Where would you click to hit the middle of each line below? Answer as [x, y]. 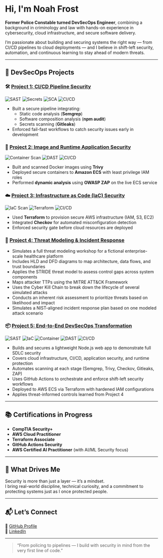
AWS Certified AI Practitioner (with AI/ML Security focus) [70, 449]
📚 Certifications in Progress [49, 415]
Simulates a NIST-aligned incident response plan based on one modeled [84, 308]
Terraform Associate [33, 439]
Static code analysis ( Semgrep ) [51, 113]
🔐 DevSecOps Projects [40, 72]
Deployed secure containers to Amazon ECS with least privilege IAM [81, 172]
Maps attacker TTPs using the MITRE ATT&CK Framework [70, 282]
